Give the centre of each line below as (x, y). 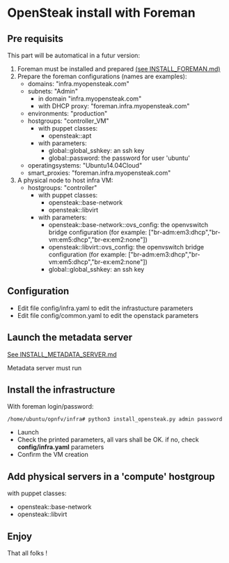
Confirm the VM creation (53, 455)
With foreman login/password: (50, 407)
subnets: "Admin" (53, 91)
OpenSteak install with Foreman (102, 13)
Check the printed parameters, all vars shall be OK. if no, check (108, 440)
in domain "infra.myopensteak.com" (90, 98)
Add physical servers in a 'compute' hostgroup (111, 476)
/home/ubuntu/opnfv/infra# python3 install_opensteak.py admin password (115, 419)
